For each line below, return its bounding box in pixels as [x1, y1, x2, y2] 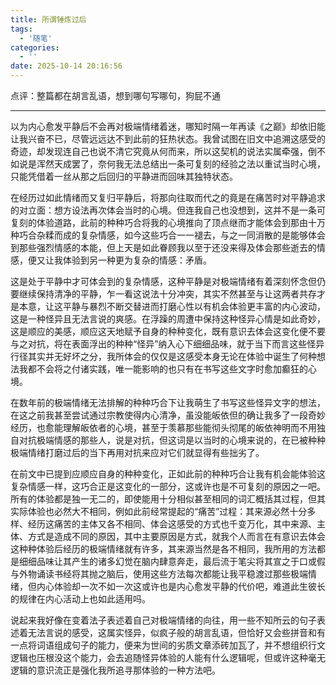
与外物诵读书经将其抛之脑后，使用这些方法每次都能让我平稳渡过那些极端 [10, 568, 308, 580]
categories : [10, 42, 60, 53]
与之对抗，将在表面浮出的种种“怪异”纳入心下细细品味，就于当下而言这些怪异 [10, 338, 325, 350]
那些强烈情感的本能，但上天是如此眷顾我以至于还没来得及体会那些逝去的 [18, 242, 317, 253]
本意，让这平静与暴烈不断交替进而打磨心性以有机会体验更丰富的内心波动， [18, 301, 326, 312]
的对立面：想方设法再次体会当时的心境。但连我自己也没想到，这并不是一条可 [10, 204, 326, 216]
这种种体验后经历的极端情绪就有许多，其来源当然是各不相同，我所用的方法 [10, 543, 317, 555]
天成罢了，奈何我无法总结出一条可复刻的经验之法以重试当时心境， [53, 158, 326, 170]
